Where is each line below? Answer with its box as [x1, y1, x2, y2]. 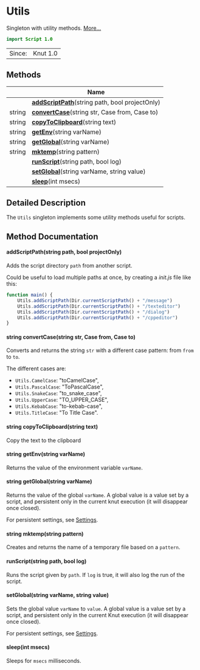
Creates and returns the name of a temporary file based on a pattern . [6, 544, 181, 551]
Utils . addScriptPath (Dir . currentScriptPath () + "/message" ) [17, 297, 173, 303]
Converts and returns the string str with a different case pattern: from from [6, 347, 194, 354]
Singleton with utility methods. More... [6, 24, 102, 32]
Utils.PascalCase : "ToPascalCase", [15, 383, 104, 390]
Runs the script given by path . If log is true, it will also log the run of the [6, 571, 185, 578]
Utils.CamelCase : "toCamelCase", [15, 377, 99, 384]
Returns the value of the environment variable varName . [6, 464, 143, 471]
